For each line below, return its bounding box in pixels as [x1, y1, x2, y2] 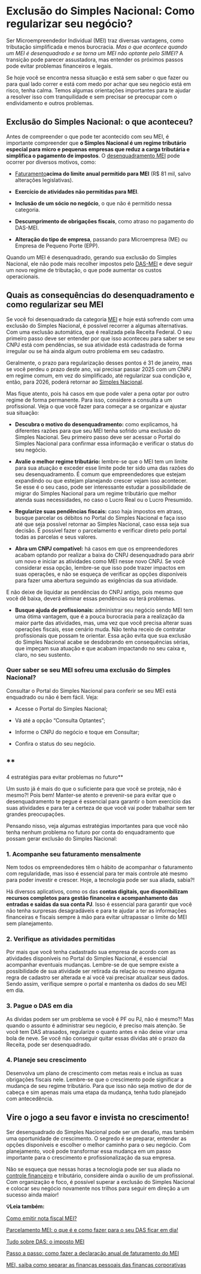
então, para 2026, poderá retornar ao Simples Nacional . [6, 378, 144, 385]
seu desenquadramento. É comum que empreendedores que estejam [14, 470, 186, 478]
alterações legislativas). [14, 176, 74, 184]
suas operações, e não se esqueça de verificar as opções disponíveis [14, 570, 187, 578]
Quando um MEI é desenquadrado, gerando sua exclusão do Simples [6, 253, 177, 261]
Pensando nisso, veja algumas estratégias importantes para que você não [6, 822, 188, 829]
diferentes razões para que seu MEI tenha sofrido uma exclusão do [14, 427, 181, 434]
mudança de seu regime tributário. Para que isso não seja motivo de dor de [6, 1082, 192, 1089]
